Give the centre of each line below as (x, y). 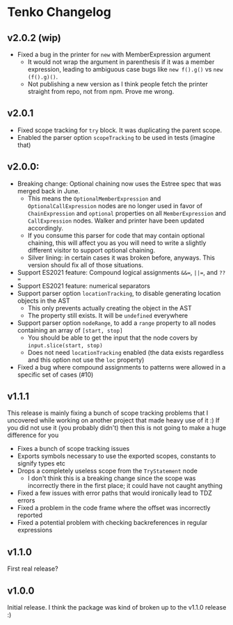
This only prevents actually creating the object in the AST (110, 308)
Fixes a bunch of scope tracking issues (73, 449)
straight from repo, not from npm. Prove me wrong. (101, 92)
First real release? (33, 569)
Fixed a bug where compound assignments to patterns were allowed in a (121, 367)
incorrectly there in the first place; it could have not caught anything (125, 486)
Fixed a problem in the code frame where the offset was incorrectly (114, 508)
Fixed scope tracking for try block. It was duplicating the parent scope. (120, 130)
